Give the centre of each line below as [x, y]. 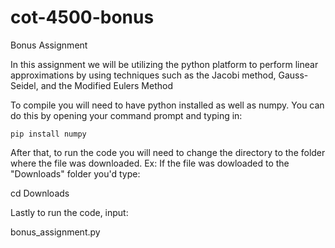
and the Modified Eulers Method [106, 85]
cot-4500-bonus [82, 17]
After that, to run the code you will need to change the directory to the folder [168, 152]
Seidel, [24, 85]
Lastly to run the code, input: [69, 212]
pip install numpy [48, 134]
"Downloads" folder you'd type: [75, 173]
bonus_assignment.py [55, 232]
